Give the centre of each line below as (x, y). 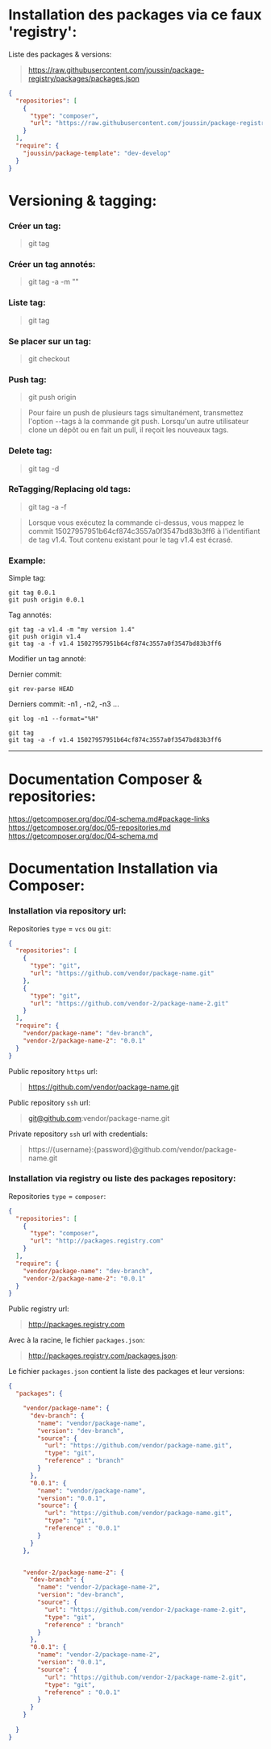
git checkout (49, 358)
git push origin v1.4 (45, 637)
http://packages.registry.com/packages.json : (103, 1355)
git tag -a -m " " (53, 282)
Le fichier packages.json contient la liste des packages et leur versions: (126, 1372)
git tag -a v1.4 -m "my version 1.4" (72, 630)
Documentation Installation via (113, 869)
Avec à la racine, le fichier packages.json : (77, 1340)
